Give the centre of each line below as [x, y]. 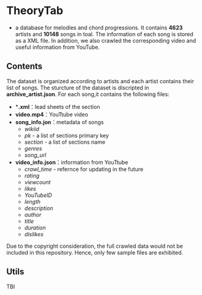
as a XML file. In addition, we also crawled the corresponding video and [106, 40]
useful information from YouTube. [57, 47]
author [33, 214]
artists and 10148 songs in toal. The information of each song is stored [104, 34]
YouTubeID [38, 195]
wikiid [32, 129]
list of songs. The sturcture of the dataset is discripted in [78, 88]
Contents [24, 66]
